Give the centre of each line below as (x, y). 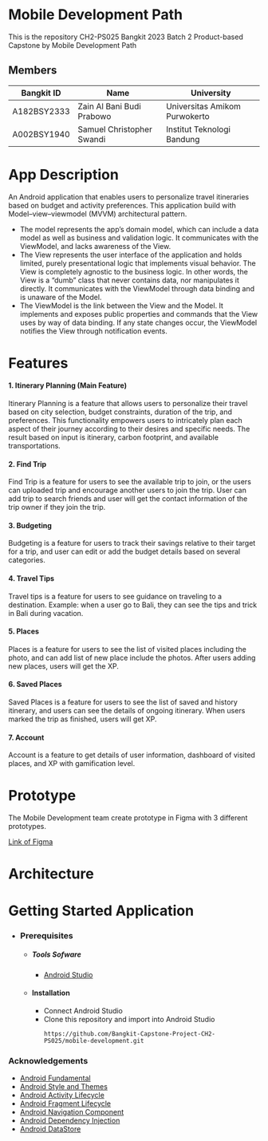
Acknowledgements (48, 1060)
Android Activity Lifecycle (62, 1095)
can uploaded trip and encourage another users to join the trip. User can (128, 490)
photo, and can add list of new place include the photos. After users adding (132, 657)
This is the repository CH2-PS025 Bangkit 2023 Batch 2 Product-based (126, 37)
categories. (27, 560)
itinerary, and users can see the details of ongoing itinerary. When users (127, 711)
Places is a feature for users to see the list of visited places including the (128, 649)
